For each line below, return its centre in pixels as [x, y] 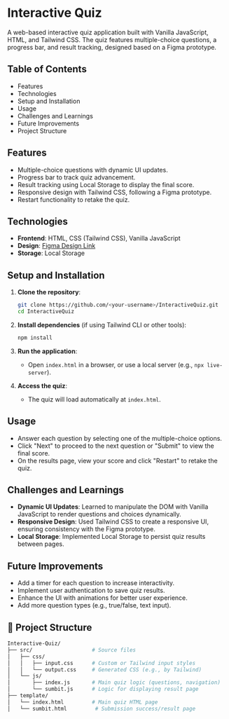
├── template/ [28, 696]
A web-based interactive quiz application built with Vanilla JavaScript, [108, 32]
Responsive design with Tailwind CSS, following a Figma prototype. [114, 192]
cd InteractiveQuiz [46, 312]
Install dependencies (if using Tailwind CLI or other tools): [102, 324]
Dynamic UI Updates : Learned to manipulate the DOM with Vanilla [113, 507]
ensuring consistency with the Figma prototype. [86, 529]
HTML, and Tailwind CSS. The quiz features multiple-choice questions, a [112, 39]
